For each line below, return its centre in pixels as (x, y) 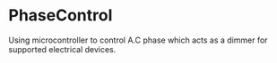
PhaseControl (61, 16)
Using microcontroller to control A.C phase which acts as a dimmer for (138, 40)
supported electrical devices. (62, 49)
